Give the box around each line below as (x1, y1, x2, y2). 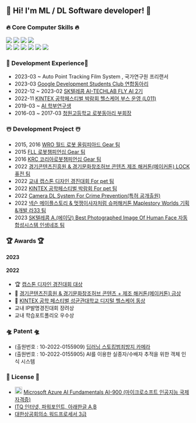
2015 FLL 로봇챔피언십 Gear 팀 (14, 149, 86, 156)
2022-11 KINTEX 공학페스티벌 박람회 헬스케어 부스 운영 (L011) (14, 95, 156, 102)
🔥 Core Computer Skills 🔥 (6, 23, 80, 32)
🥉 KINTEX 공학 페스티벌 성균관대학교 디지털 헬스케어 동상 (14, 297, 146, 304)
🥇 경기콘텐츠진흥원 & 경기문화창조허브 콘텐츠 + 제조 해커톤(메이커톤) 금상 (14, 290, 181, 297)
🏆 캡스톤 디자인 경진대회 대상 (14, 281, 83, 287)
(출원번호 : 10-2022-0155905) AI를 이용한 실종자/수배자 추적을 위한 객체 (14, 350, 180, 357)
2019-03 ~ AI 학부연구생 (14, 102, 72, 109)
